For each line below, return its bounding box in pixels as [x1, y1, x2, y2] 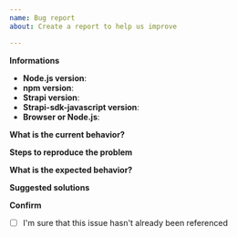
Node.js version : [22, 72, 88, 83]
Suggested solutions [9, 181, 90, 192]
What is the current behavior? [9, 129, 125, 139]
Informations [9, 55, 60, 66]
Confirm [9, 200, 42, 211]
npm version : [22, 82, 75, 93]
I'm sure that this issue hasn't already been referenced [22, 217, 228, 228]
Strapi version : [22, 92, 80, 103]
